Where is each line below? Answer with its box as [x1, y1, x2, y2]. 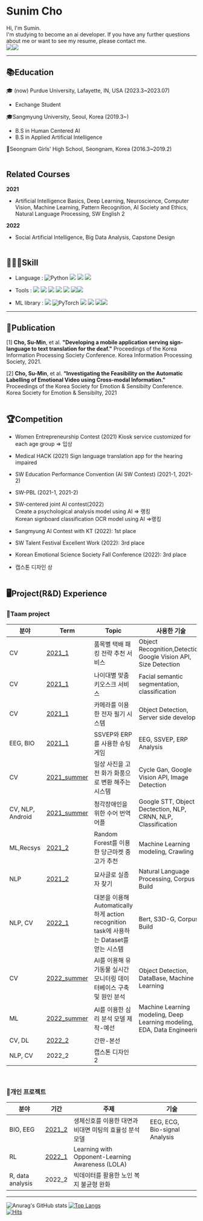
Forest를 [94, 838, 118, 847]
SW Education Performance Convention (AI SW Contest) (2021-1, [14, 471, 177, 477]
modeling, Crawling [138, 847, 194, 856]
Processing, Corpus [138, 875, 195, 883]
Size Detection [138, 660, 180, 668]
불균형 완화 [80, 1180, 111, 1188]
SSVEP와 [94, 730, 120, 738]
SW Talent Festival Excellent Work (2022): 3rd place [14, 539, 145, 547]
